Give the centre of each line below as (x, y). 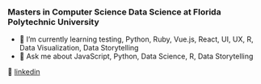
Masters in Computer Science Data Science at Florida (114, 12)
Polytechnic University (54, 22)
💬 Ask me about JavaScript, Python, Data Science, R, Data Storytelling (136, 56)
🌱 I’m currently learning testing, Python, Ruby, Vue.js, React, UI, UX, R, (136, 39)
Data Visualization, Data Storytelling (79, 48)
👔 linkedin (24, 72)
